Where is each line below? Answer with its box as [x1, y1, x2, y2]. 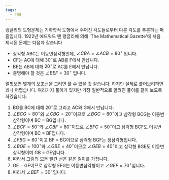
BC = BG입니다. [35, 117, 66, 123]
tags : [5, 7, 17, 13]
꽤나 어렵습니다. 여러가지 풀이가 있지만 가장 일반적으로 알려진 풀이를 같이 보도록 [5, 87, 162, 93]
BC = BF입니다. [35, 130, 65, 136]
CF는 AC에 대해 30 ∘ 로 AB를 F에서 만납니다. [12, 56, 99, 63]
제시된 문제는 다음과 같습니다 [5, 39, 62, 46]
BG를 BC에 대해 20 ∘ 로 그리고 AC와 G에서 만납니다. [12, 103, 114, 111]
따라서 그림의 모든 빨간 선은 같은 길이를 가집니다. [12, 156, 109, 162]
